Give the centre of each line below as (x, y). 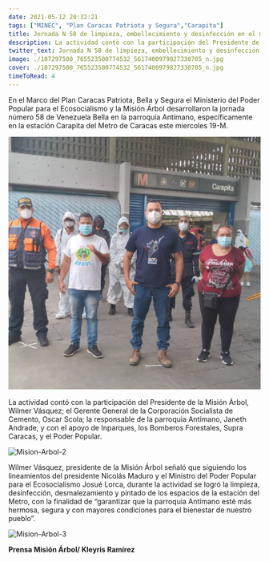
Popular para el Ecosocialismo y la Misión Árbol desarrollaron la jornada (127, 108)
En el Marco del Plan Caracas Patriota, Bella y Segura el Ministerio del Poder (134, 99)
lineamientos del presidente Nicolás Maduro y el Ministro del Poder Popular (132, 475)
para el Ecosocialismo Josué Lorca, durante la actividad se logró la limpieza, (134, 484)
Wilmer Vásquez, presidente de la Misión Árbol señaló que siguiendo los (127, 467)
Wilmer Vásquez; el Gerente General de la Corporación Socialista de (121, 410)
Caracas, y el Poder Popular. (55, 436)
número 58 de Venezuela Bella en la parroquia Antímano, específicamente (130, 117)
